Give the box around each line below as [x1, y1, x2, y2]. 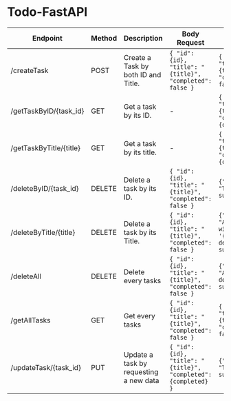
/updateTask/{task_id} [10, 362, 81, 372]
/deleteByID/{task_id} [10, 183, 79, 193]
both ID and [123, 70, 162, 79]
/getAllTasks [10, 315, 51, 325]
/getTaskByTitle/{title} [10, 143, 81, 152]
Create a [123, 52, 151, 62]
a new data [123, 376, 159, 385]
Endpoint [32, 33, 63, 43]
